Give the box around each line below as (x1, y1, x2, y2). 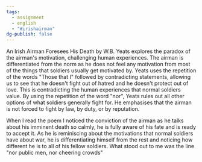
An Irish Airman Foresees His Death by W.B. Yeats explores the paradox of (6, 48, 191, 55)
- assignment (11, 14, 45, 20)
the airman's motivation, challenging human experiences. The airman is (6, 54, 184, 61)
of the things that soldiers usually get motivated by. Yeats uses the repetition (6, 67, 197, 74)
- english (11, 20, 36, 26)
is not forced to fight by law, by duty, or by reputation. (6, 105, 140, 113)
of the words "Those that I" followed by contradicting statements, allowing (6, 73, 191, 81)
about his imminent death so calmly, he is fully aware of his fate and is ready (6, 123, 197, 131)
